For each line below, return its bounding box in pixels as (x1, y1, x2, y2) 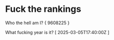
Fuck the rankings (5, 3, 81, 15)
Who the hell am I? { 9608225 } (5, 20, 70, 26)
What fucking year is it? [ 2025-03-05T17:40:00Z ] (5, 29, 109, 35)
